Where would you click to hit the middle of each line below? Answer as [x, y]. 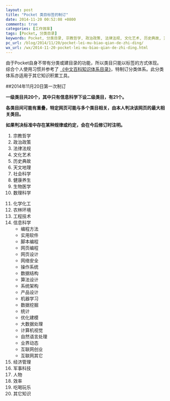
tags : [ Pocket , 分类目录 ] [32, 33]
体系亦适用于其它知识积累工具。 [39, 75]
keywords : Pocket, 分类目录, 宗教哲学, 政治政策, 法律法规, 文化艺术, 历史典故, [84, 39]
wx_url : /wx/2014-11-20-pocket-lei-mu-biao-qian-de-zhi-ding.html [77, 48]
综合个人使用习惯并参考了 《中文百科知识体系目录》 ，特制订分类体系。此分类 [85, 69]
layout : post [19, 10]
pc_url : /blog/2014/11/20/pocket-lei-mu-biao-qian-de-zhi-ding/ [75, 43]
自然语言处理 [34, 336]
